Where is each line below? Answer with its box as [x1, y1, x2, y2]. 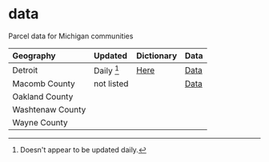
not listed [93, 78, 129, 89]
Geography [12, 49, 56, 61]
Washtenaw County [12, 105, 86, 116]
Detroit [12, 65, 38, 76]
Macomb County [12, 78, 76, 89]
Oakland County [12, 91, 74, 102]
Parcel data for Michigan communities [8, 31, 134, 41]
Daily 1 [93, 63, 120, 77]
